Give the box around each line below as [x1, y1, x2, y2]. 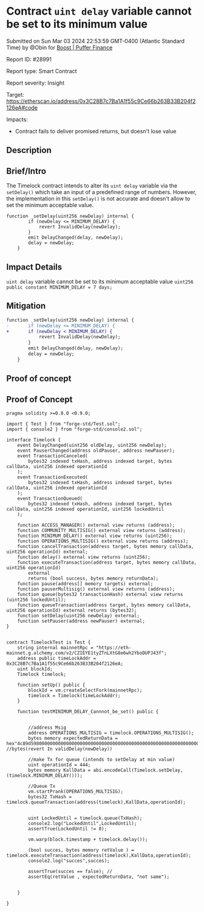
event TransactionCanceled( [17, 452, 88, 459]
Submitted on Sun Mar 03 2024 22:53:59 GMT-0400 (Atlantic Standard [6, 37, 185, 44]
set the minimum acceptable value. [6, 202, 94, 209]
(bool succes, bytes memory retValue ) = [28, 847, 135, 853]
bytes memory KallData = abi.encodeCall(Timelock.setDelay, [28, 767, 183, 773]
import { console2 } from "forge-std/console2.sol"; [6, 426, 143, 432]
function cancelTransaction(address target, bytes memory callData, [17, 543, 194, 549]
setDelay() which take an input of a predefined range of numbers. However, [6, 189, 197, 196]
